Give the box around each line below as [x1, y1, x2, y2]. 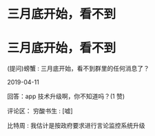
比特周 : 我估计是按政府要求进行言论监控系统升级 [7, 122, 145, 130]
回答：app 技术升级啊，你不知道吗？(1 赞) [7, 92, 125, 100]
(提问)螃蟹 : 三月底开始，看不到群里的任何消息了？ [7, 65, 150, 73]
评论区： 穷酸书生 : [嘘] [7, 107, 74, 115]
